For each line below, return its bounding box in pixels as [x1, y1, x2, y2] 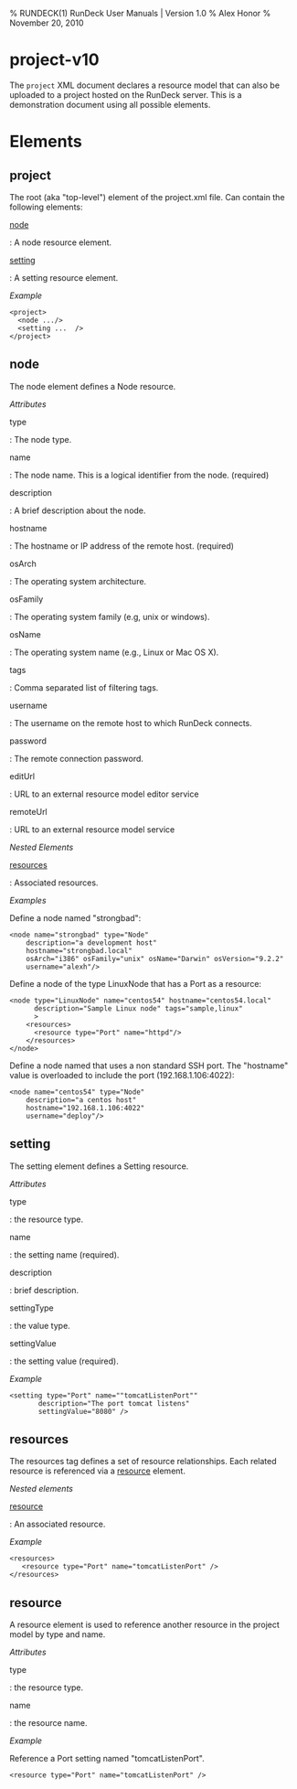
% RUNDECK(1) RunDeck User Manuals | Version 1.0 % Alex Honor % [9, 8, 271, 18]
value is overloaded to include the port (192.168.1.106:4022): [9, 1069, 235, 1080]
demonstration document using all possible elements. [9, 99, 211, 110]
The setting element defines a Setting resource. [9, 1161, 189, 1172]
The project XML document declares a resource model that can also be [9, 80, 281, 91]
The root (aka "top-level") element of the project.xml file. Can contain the [9, 191, 285, 202]
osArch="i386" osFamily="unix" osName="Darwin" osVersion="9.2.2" [26, 954, 284, 963]
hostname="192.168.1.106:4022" [26, 1103, 145, 1112]
